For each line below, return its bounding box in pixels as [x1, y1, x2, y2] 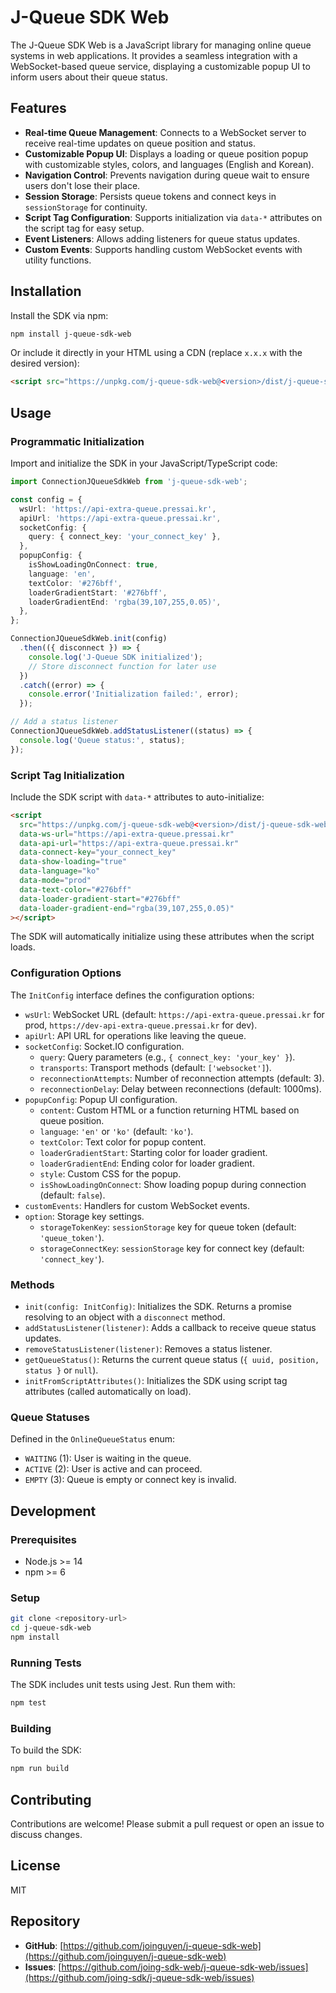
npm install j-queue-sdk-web [10, 329, 132, 339]
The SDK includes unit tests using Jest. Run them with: [10, 1679, 236, 1691]
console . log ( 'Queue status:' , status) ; [19, 735, 186, 745]
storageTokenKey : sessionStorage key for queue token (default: [39, 1221, 297, 1233]
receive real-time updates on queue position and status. [24, 137, 256, 149]
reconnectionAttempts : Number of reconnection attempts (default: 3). [39, 1072, 325, 1084]
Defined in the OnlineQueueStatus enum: [10, 1433, 175, 1445]
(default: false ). [39, 1189, 106, 1201]
